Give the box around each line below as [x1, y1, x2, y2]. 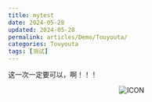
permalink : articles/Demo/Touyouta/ [8, 33, 128, 41]
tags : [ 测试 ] [8, 47, 49, 55]
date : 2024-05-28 [8, 19, 65, 26]
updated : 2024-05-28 [8, 26, 76, 33]
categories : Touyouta [8, 40, 79, 48]
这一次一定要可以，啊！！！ [8, 70, 98, 79]
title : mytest [8, 11, 55, 19]
